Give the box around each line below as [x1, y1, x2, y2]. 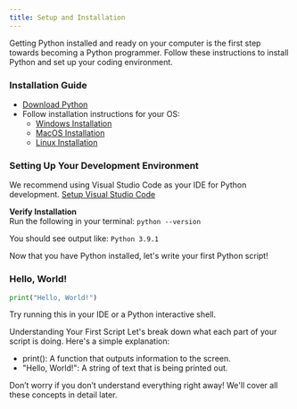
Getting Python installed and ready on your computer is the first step [9, 38, 261, 48]
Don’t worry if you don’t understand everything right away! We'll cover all [9, 380, 278, 391]
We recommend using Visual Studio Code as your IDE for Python [9, 179, 247, 190]
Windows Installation [35, 118, 112, 129]
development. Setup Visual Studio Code [9, 189, 156, 200]
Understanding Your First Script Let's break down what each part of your [9, 327, 277, 338]
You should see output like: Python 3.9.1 [9, 233, 159, 244]
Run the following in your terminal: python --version [9, 216, 202, 227]
